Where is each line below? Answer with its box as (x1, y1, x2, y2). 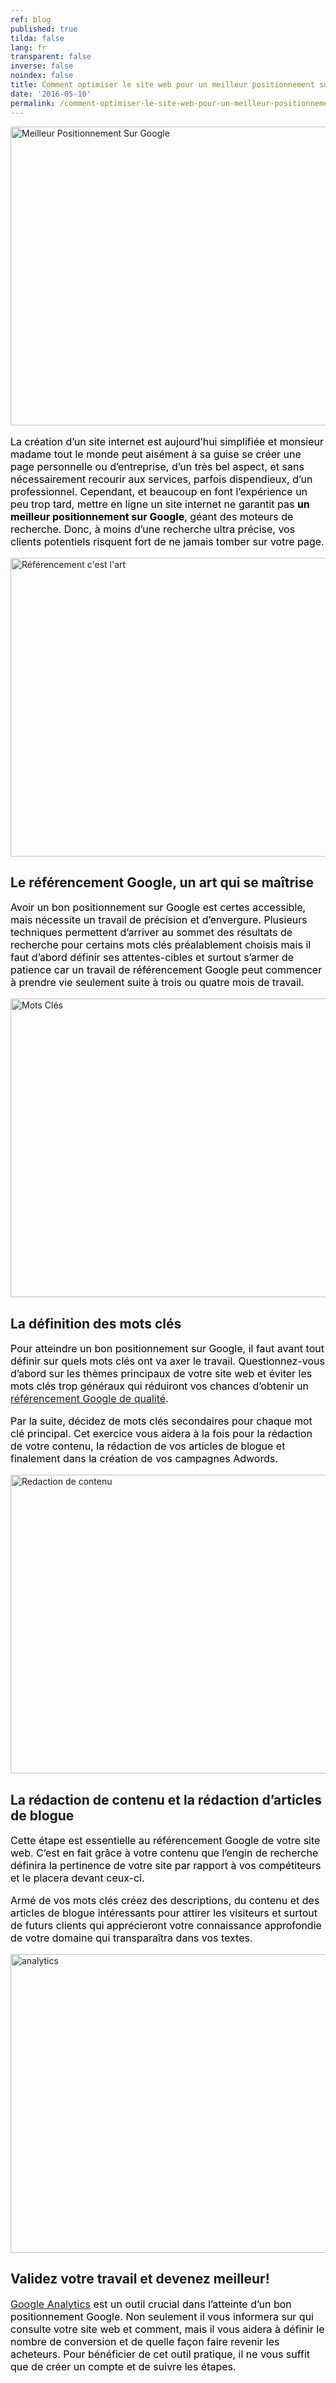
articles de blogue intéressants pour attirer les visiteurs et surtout (10, 1906, 318, 1920)
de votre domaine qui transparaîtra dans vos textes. (10, 1931, 253, 1945)
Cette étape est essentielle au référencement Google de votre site (10, 1833, 321, 1847)
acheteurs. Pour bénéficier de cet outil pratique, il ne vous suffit (10, 2347, 311, 2361)
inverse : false (10, 61, 74, 71)
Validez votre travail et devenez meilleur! (10, 2271, 270, 2288)
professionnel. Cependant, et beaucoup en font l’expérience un (10, 484, 308, 498)
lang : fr (10, 42, 47, 53)
